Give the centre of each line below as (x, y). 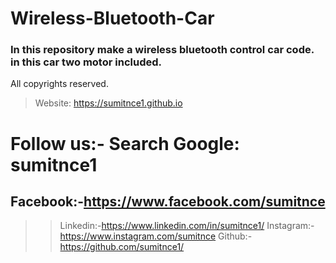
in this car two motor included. (86, 62)
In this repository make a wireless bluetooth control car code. (162, 50)
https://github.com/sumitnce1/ (122, 247)
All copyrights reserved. (59, 84)
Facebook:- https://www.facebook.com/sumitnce (168, 202)
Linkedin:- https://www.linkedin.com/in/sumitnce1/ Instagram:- (187, 226)
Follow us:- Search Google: (125, 143)
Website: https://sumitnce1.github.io (108, 103)
